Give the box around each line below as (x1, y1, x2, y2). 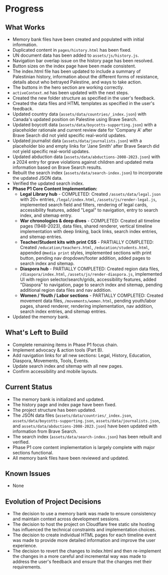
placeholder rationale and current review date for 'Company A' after (12, 127, 152, 133)
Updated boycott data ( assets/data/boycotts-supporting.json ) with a (12, 122, 157, 128)
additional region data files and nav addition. (20, 287, 112, 293)
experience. (12, 543, 38, 549)
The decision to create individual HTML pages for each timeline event (12, 532, 156, 538)
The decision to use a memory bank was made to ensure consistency (12, 511, 156, 517)
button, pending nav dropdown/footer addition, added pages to (20, 255, 151, 261)
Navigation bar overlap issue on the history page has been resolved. (12, 58, 154, 63)
